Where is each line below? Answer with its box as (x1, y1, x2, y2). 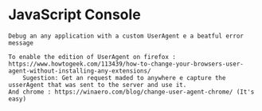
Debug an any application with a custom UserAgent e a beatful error (8, 32, 244, 40)
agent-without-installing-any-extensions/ (8, 66, 151, 75)
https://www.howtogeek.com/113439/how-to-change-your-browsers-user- (8, 60, 244, 68)
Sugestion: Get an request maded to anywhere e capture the (22, 73, 226, 81)
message (8, 38, 34, 47)
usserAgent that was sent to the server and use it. (8, 81, 187, 89)
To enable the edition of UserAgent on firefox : (8, 53, 177, 61)
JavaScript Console (8, 6, 141, 24)
